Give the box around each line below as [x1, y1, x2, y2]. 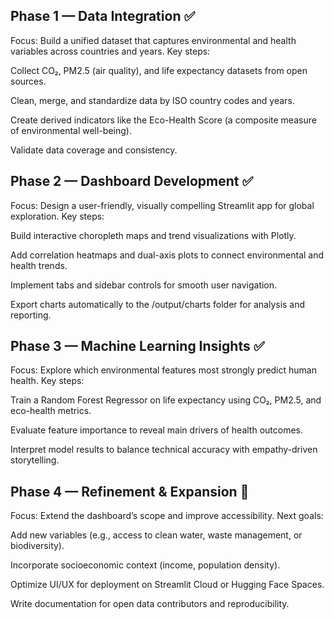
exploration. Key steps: [10, 210, 105, 222]
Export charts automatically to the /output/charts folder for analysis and [10, 298, 306, 310]
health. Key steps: [10, 375, 85, 387]
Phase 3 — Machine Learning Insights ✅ [10, 338, 265, 355]
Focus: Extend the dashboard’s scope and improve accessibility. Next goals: [10, 510, 324, 522]
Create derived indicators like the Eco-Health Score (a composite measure [10, 114, 317, 126]
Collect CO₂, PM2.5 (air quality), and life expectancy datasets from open [10, 64, 308, 76]
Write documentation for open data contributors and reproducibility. [10, 598, 290, 610]
